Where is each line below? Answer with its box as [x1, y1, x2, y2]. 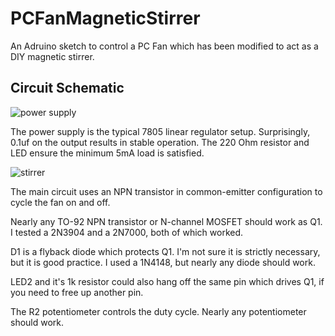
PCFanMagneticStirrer [10, 7, 201, 30]
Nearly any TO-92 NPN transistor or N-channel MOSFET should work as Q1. [10, 215, 323, 227]
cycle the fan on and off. [10, 196, 111, 208]
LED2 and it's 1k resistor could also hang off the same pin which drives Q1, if [10, 275, 325, 287]
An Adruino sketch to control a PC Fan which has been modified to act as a [10, 40, 319, 52]
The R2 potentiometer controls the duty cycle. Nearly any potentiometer [10, 305, 307, 317]
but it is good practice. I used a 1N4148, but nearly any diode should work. [10, 256, 316, 268]
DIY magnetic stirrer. [10, 50, 95, 62]
